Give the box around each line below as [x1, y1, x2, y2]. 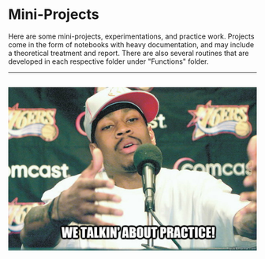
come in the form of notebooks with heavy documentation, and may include [8, 39, 255, 49]
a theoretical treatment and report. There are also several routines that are [8, 48, 249, 57]
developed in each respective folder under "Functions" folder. [8, 57, 209, 66]
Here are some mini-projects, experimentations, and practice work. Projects [8, 31, 255, 41]
